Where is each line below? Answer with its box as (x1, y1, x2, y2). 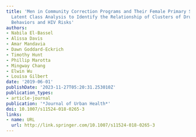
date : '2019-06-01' (6, 79, 54, 85)
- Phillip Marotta (6, 57, 51, 63)
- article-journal (6, 95, 51, 101)
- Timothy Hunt (6, 52, 43, 58)
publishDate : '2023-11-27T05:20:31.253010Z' (6, 85, 116, 90)
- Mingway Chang (6, 62, 45, 69)
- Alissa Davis (6, 36, 43, 41)
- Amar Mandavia (6, 41, 45, 47)
